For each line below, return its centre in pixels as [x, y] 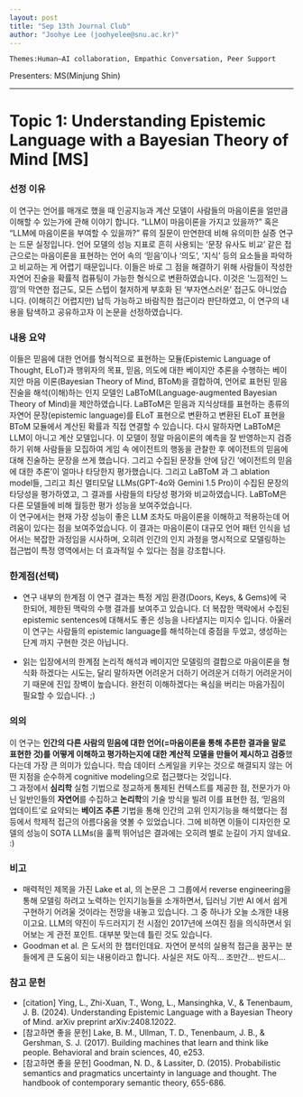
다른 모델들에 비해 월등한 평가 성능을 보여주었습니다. [101, 505]
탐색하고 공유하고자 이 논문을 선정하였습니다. [104, 311]
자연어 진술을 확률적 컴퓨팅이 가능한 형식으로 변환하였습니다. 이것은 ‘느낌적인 [144, 278]
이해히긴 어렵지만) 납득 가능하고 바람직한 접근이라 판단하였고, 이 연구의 [155, 300]
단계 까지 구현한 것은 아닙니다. [75, 642]
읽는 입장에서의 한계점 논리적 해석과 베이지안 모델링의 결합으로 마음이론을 [151, 662]
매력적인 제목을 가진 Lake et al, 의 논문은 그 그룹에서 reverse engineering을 [156, 890]
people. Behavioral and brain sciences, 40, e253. [113, 1053]
